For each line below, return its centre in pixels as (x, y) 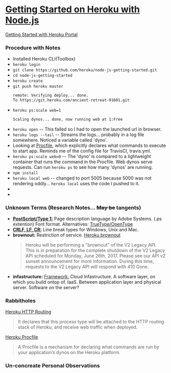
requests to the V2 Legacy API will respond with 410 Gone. (87, 267)
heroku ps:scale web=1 (37, 110)
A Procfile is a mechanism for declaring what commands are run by (89, 347)
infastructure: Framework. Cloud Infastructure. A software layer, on (84, 277)
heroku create (28, 81)
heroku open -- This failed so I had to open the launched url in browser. (87, 129)
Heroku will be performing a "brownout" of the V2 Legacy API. (91, 245)
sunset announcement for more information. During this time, (90, 261)
